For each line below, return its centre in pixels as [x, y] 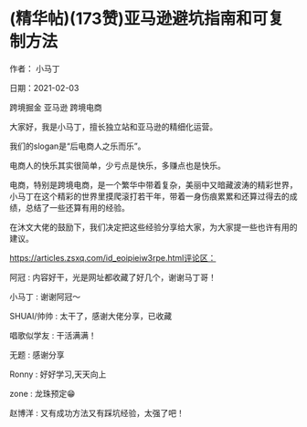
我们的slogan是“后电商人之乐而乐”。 [78, 146]
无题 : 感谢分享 [37, 354]
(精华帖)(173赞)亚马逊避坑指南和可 [139, 19]
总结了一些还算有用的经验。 [77, 207]
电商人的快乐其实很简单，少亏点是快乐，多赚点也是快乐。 [117, 165]
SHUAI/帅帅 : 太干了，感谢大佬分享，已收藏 [90, 316]
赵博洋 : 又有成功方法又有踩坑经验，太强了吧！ [97, 412]
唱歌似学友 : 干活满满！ [53, 335]
